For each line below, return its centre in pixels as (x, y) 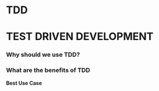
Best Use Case (24, 83)
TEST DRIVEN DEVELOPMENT (80, 37)
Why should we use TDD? (43, 54)
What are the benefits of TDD (48, 70)
